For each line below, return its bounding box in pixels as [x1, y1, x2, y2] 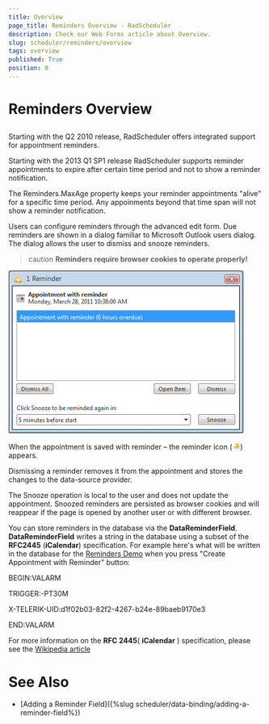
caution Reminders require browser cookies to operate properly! [27, 254, 248, 264]
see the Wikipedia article [8, 644, 91, 654]
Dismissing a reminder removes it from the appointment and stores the [8, 467, 243, 476]
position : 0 [8, 65, 48, 73]
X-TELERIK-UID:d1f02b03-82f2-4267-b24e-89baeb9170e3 [8, 605, 206, 614]
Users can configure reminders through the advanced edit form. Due [8, 222, 237, 232]
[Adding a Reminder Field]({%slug [19, 699, 134, 709]
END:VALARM [8, 620, 55, 630]
